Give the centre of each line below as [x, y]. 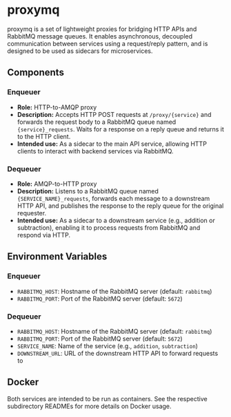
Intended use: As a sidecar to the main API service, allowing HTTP [112, 144]
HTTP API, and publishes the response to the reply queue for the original [120, 206]
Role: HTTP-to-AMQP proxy [57, 107]
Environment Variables [57, 257]
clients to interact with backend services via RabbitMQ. [95, 151]
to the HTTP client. [44, 136]
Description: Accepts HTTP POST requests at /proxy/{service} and [114, 114]
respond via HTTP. [44, 235]
